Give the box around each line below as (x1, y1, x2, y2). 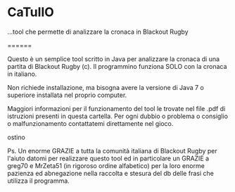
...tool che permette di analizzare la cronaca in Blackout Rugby (7, 27, 189, 36)
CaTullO (7, 4, 54, 20)
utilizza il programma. (7, 177, 70, 185)
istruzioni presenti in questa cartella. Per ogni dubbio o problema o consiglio (7, 112, 229, 120)
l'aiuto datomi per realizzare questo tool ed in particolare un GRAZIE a (7, 154, 210, 162)
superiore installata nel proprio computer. (7, 91, 127, 99)
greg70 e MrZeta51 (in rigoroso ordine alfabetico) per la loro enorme (7, 161, 205, 169)
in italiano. (7, 70, 37, 78)
